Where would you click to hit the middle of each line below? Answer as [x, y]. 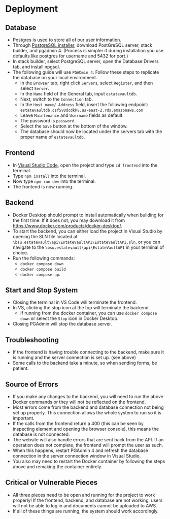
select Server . [35, 88]
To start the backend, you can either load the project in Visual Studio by [88, 231]
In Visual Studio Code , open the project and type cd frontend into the [85, 165]
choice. [21, 252]
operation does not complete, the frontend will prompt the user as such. [88, 445]
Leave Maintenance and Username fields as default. [72, 115]
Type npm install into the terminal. [49, 176]
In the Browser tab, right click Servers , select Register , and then [87, 83]
